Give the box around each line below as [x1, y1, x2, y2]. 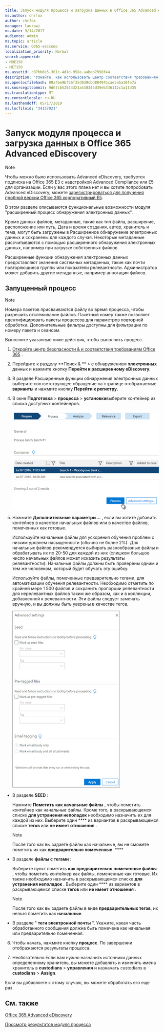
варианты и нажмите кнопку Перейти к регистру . [12, 386, 119, 392]
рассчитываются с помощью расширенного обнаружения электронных [5, 240, 156, 245]
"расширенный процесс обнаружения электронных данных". [5, 209, 133, 215]
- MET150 [5, 65, 23, 69]
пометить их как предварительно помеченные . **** [12, 847, 123, 853]
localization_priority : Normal [5, 49, 69, 54]
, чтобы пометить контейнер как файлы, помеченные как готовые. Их [12, 871, 158, 877]
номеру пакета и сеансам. [5, 328, 61, 333]
